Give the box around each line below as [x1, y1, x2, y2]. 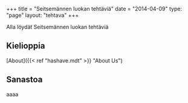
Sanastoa [6, 75, 43, 85]
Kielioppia [6, 41, 45, 51]
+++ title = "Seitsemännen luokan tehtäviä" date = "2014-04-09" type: [6, 5, 183, 12]
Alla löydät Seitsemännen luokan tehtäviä [6, 24, 109, 30]
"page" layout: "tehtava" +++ [6, 12, 79, 19]
